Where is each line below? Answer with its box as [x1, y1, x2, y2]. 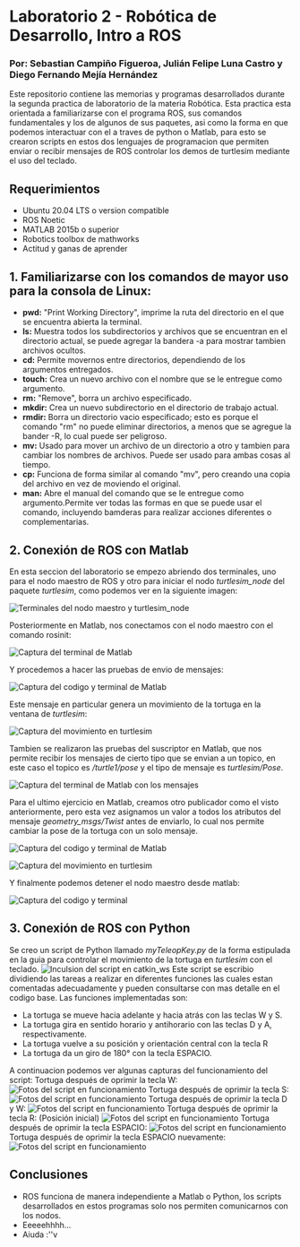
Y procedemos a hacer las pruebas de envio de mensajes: [9, 664, 224, 675]
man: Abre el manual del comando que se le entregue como [21, 488, 244, 499]
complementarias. [21, 517, 90, 528]
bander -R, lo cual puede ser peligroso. [21, 431, 167, 442]
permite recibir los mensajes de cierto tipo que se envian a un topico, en [9, 752, 276, 763]
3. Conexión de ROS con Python [9, 921, 191, 936]
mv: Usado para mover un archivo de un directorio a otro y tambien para [21, 441, 290, 451]
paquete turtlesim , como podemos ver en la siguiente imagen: [9, 585, 238, 596]
